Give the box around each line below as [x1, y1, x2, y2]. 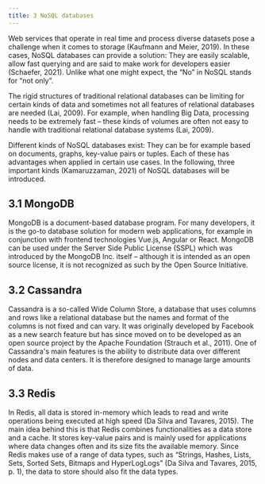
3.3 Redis [8, 386, 56, 400]
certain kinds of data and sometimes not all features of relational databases [8, 99, 255, 109]
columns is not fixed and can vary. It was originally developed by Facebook [8, 321, 255, 331]
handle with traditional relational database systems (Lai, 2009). [8, 125, 214, 134]
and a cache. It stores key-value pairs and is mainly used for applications [8, 433, 248, 443]
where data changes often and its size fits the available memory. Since [8, 442, 240, 451]
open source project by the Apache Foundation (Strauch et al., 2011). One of [8, 339, 257, 348]
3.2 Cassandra [8, 283, 83, 296]
